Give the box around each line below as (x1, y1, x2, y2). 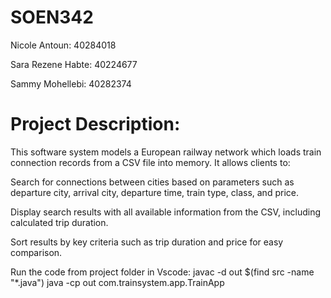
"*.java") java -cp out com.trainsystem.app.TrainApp (10, 276, 225, 288)
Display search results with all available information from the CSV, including (10, 206, 322, 218)
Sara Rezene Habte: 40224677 (10, 58, 138, 70)
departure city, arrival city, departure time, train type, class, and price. (10, 186, 299, 198)
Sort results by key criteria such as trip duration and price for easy (10, 236, 284, 248)
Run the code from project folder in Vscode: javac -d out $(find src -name (10, 266, 315, 278)
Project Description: (10, 113, 181, 136)
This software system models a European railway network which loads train (10, 146, 322, 158)
